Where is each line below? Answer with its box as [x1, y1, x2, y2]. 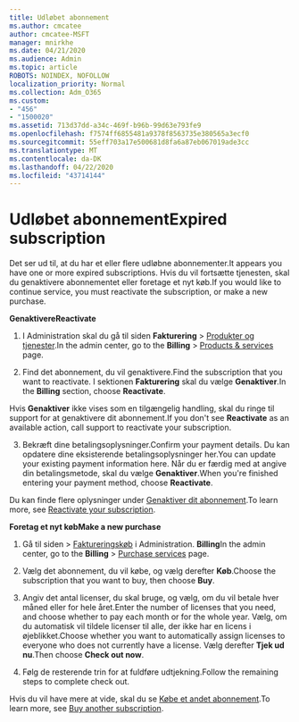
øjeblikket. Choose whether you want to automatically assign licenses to [21, 631, 286, 642]
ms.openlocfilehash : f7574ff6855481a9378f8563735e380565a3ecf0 [9, 130, 250, 139]
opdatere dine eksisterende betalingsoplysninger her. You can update [21, 449, 277, 460]
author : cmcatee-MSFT [9, 29, 90, 38]
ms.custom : [9, 96, 50, 105]
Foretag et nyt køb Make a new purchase [9, 522, 162, 533]
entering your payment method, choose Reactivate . [21, 477, 213, 488]
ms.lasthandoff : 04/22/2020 [9, 163, 114, 172]
